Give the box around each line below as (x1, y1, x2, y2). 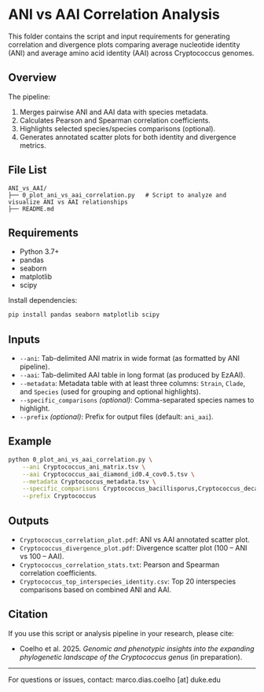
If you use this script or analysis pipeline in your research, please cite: (8, 628, 234, 638)
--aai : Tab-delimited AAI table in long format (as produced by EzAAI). (19, 370, 246, 380)
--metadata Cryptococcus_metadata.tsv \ (22, 477, 156, 485)
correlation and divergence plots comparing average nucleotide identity (8, 39, 240, 49)
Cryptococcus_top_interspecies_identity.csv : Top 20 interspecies (19, 576, 236, 586)
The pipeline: (8, 92, 51, 101)
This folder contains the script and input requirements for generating (8, 31, 230, 41)
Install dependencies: (8, 296, 78, 305)
